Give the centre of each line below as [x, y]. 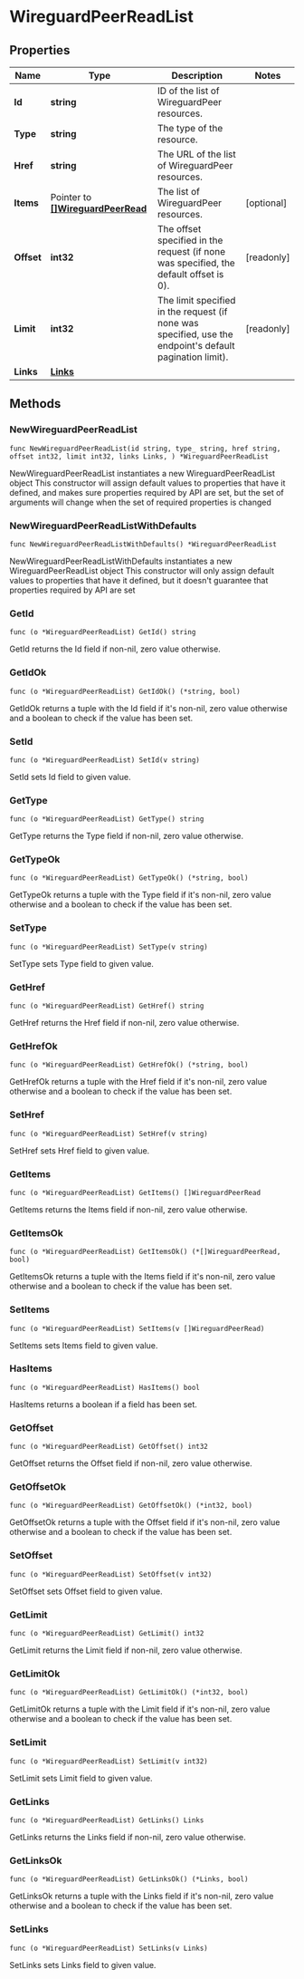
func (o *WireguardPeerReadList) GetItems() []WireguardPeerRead [135, 1192]
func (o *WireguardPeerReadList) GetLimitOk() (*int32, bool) [129, 1693]
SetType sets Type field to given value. [81, 963]
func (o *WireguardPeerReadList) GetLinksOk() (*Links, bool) [129, 1879]
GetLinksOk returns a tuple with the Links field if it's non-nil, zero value [142, 1897]
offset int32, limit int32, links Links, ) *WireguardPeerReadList [139, 456]
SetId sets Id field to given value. [70, 777]
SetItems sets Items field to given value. [84, 1345]
